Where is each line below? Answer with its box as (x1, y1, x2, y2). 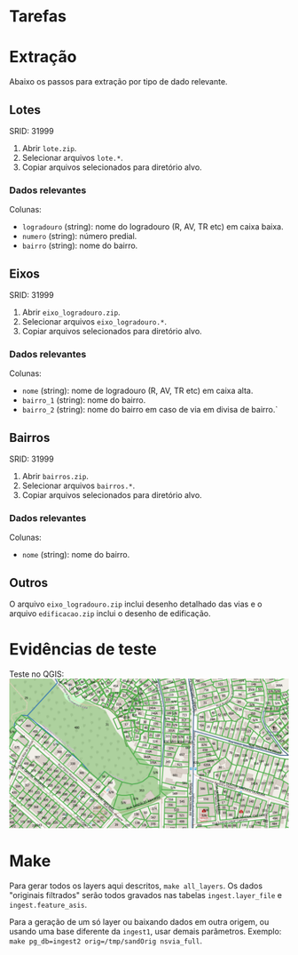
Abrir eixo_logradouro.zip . (21, 307, 122, 317)
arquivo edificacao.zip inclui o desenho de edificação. (9, 608, 211, 619)
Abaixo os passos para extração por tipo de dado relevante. (9, 76, 228, 87)
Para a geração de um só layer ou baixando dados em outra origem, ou (9, 916, 270, 927)
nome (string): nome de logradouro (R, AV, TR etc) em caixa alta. (21, 385, 254, 397)
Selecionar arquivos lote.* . (21, 152, 124, 163)
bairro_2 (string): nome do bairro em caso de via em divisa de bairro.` (21, 405, 278, 415)
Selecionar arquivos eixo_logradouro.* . (21, 317, 167, 327)
